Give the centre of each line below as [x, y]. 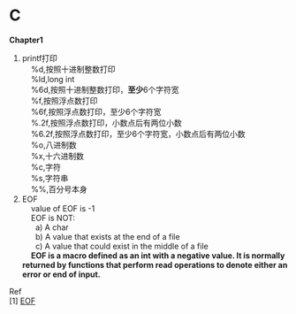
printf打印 [39, 57]
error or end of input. [61, 274]
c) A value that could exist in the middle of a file [122, 246]
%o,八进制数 [53, 145]
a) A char [52, 227]
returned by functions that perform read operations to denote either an [155, 264]
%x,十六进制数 [57, 156]
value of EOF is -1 [63, 208]
